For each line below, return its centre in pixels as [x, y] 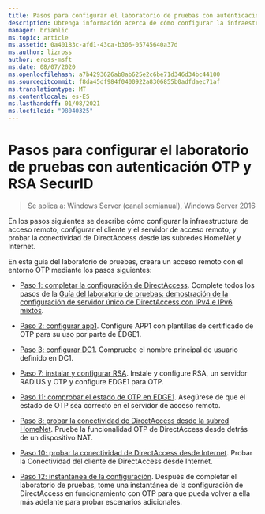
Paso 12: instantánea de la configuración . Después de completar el [128, 476]
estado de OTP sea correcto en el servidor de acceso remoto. [120, 405]
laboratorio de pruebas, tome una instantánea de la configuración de [131, 485]
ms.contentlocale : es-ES [49, 96]
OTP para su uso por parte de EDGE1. [80, 334]
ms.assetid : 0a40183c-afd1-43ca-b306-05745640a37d [93, 45]
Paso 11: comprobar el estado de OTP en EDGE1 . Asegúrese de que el [132, 397]
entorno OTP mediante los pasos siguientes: [80, 270]
